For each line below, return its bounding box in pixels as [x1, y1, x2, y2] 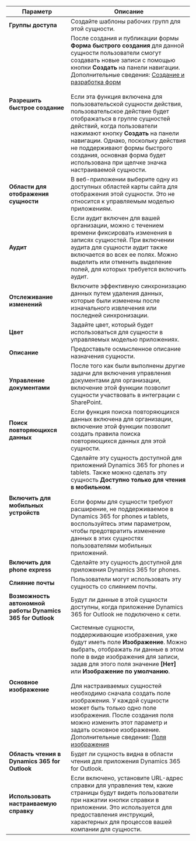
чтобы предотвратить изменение [71, 527, 166, 535]
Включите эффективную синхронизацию [71, 282, 187, 290]
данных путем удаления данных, [71, 289, 164, 297]
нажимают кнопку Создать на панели [71, 129, 180, 137]
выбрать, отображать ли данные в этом [71, 646, 184, 653]
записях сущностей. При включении [71, 236, 174, 244]
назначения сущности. [71, 352, 135, 360]
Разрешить [9, 96, 42, 104]
